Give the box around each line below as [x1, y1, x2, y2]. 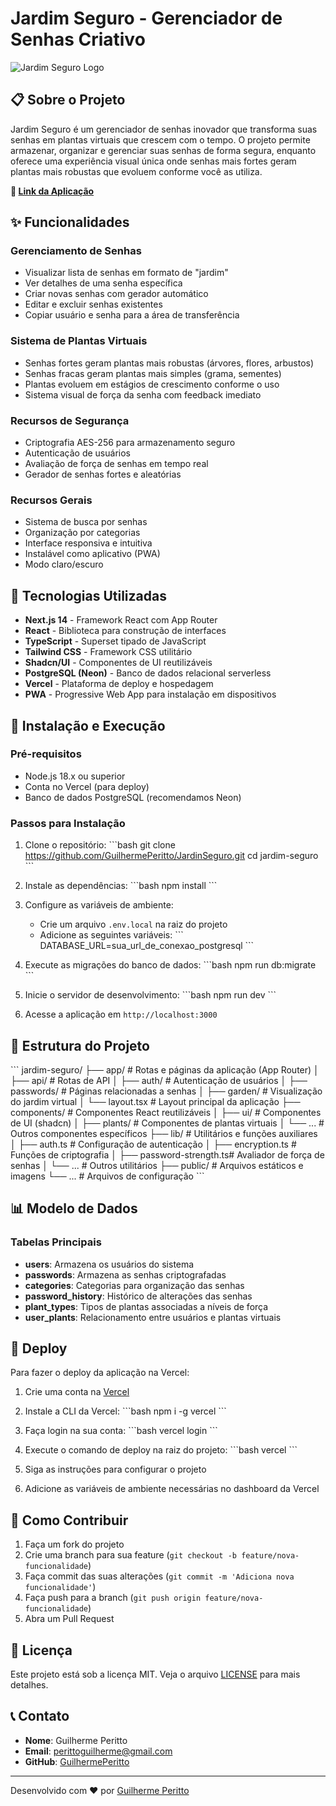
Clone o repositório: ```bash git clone [24, 839, 176, 851]
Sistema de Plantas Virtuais [10, 334, 148, 348]
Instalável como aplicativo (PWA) [24, 548, 161, 560]
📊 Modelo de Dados [10, 1200, 138, 1217]
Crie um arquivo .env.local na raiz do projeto [39, 918, 228, 931]
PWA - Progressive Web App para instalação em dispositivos [24, 688, 277, 701]
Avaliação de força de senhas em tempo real [24, 458, 209, 470]
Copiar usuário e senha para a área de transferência [24, 309, 240, 321]
